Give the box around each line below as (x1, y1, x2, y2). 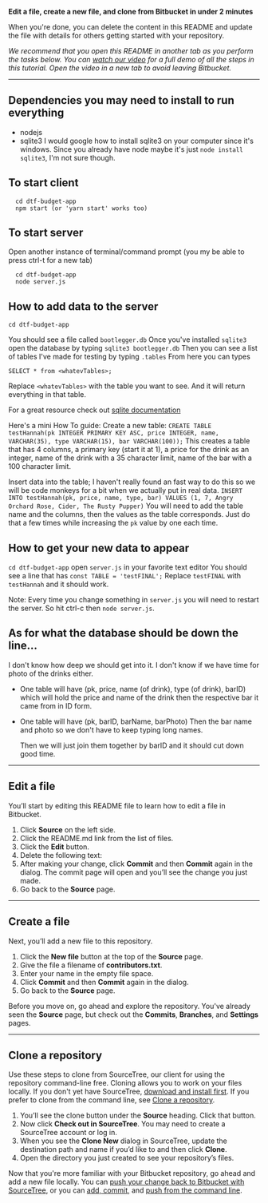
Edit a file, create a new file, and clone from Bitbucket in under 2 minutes (8, 7, 254, 16)
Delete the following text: (19, 850, 102, 860)
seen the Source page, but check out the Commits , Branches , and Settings (8, 1010, 259, 1019)
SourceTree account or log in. (19, 1128, 118, 1137)
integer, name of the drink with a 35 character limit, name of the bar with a (8, 453, 253, 463)
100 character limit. (8, 462, 72, 471)
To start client (8, 176, 79, 190)
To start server (8, 226, 84, 240)
